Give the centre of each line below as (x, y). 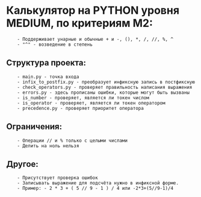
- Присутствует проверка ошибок (57, 178)
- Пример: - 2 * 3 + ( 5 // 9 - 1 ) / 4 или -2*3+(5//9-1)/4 (95, 189)
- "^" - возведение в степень (55, 44)
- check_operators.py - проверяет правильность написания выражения (105, 87)
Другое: (23, 164)
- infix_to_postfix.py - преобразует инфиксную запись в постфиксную (106, 82)
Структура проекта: (46, 63)
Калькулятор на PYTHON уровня (93, 11)
